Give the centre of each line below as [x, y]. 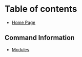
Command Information [40, 38]
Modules [20, 49]
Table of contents [41, 9]
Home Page [23, 22]
